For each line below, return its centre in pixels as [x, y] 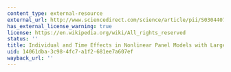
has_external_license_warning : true [59, 26]
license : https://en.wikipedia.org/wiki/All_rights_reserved [97, 33]
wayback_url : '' [30, 58]
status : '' [23, 39]
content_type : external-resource [55, 13]
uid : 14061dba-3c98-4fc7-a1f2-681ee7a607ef [70, 52]
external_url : [27, 20]
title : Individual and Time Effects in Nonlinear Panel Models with [107, 45]
